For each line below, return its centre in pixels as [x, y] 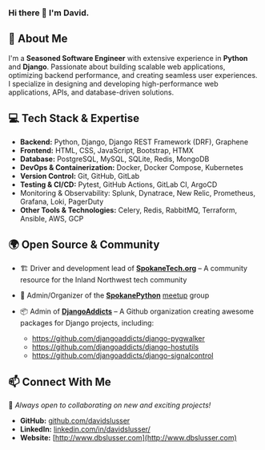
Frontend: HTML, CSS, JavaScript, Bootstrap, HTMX [106, 150]
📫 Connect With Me [60, 381]
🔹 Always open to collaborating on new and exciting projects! [110, 405]
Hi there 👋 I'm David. [49, 13]
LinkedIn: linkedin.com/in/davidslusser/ [85, 429]
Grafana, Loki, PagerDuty [62, 201]
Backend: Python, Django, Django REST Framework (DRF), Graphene [134, 142]
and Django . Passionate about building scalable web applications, [117, 67]
